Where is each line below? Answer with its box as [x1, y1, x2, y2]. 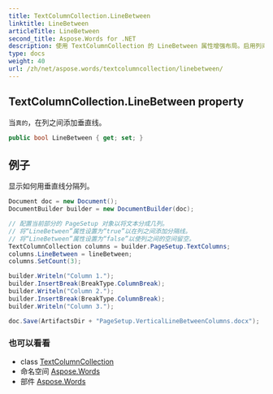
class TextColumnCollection [19, 357, 115, 366]
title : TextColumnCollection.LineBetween [8, 11, 151, 20]
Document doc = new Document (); [8, 197, 118, 206]
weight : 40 [8, 58, 45, 66]
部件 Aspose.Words [19, 376, 86, 386]
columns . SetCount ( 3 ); [8, 258, 82, 266]
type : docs [8, 50, 45, 58]
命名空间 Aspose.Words [19, 366, 100, 376]
